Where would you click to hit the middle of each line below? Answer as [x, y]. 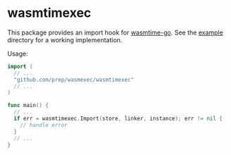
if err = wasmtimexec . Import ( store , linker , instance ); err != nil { [118, 119]
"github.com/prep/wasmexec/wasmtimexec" [74, 80]
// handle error [44, 125]
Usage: [18, 54]
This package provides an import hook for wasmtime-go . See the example [115, 32]
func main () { [28, 106]
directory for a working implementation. [65, 39]
